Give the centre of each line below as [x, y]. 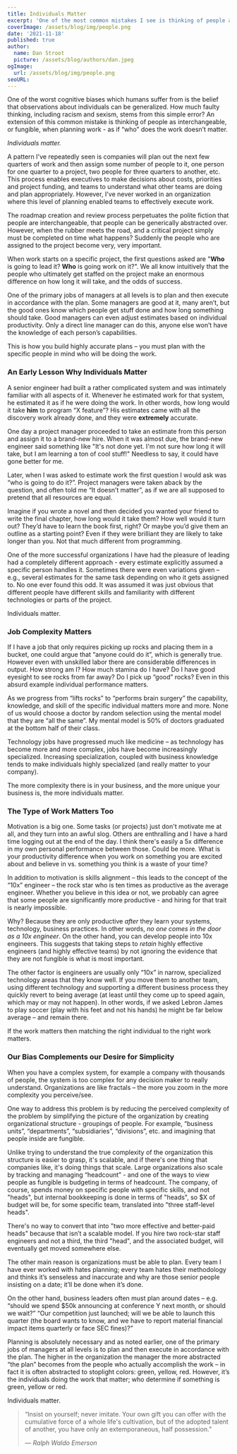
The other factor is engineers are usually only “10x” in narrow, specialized [114, 973]
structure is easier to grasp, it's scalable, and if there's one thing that [107, 1159]
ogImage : [20, 66]
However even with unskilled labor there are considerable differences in [112, 662]
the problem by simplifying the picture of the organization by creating [108, 1116]
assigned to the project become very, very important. [85, 246]
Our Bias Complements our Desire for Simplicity [91, 1057]
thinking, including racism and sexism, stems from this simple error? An [111, 114]
